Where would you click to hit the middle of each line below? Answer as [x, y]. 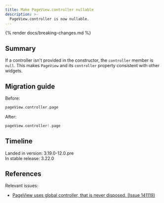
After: [11, 117]
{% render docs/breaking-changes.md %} [48, 33]
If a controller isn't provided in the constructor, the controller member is [79, 60]
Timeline [19, 141]
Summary [20, 48]
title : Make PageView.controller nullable [49, 10]
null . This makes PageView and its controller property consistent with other [82, 66]
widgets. [14, 71]
